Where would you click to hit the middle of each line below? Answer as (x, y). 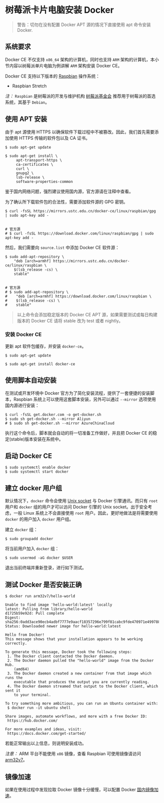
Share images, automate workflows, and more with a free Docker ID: (76, 717)
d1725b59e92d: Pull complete (35, 614)
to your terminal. (32, 695)
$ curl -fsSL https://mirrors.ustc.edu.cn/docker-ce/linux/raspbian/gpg (81, 211)
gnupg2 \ (25, 173)
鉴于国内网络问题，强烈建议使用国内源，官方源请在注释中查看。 (69, 191)
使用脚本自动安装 (31, 380)
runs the (14, 678)
